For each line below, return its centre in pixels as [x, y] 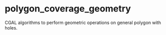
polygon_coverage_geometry [68, 9]
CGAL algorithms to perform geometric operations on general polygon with [83, 22]
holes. [11, 27]
